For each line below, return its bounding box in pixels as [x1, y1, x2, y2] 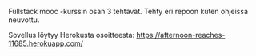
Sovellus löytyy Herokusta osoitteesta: [8, 31, 135, 39]
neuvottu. [8, 15, 40, 24]
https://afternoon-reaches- [135, 31, 226, 39]
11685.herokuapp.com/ [8, 39, 84, 48]
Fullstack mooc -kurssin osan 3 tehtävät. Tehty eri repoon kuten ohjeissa [8, 7, 248, 16]
